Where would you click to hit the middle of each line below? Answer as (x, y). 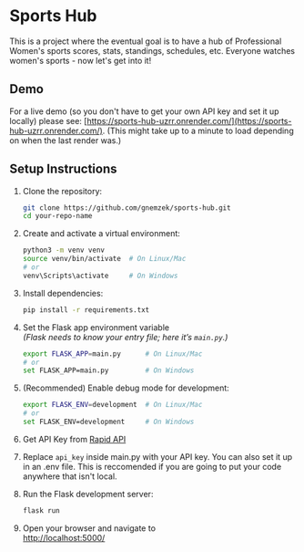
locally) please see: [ (48, 120)
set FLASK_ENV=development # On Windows (108, 422)
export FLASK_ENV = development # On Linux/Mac (112, 405)
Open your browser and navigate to (89, 528)
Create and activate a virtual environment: (101, 234)
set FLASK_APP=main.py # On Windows (108, 370)
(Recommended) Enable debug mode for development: (126, 388)
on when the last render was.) (66, 140)
